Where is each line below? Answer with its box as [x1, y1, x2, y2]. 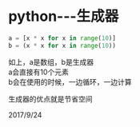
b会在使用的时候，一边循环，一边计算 [8, 77, 132, 86]
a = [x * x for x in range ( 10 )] [8, 34, 116, 42]
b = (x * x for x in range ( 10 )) [8, 42, 116, 50]
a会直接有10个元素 [8, 67, 70, 77]
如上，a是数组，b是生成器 [8, 57, 94, 66]
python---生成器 [8, 7, 119, 26]
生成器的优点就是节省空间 [8, 93, 93, 104]
